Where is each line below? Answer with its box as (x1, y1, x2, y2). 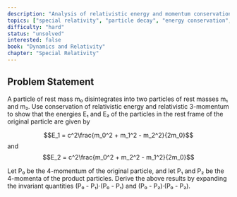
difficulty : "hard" (7, 23, 65, 30)
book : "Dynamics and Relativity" (7, 43, 106, 50)
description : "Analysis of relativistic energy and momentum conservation (7, 10, 232, 18)
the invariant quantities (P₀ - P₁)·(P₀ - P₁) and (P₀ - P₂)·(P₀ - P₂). (7, 181, 190, 190)
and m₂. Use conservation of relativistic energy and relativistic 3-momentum (7, 102, 229, 110)
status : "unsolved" (7, 30, 65, 37)
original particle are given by (7, 117, 90, 126)
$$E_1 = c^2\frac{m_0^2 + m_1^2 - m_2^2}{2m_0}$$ (43, 131, 194, 139)
